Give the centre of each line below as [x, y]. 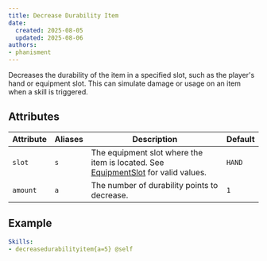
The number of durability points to [155, 185]
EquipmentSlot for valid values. [149, 172]
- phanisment [30, 52]
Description [155, 139]
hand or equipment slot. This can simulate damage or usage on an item [124, 83]
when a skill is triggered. [48, 92]
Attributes [34, 117]
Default [240, 139]
